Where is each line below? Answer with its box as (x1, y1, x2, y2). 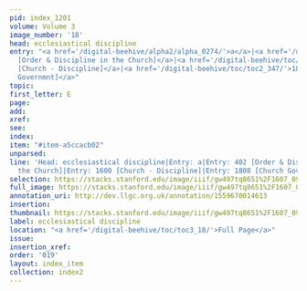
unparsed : (9, 149, 48, 158)
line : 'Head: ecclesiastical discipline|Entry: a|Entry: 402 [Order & (9, 157, 284, 167)
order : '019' (9, 251, 59, 260)
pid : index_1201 (9, 13, 71, 23)
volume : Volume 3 (9, 22, 76, 31)
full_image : (9, 183, 55, 192)
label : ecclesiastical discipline (9, 216, 142, 226)
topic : (9, 81, 35, 90)
